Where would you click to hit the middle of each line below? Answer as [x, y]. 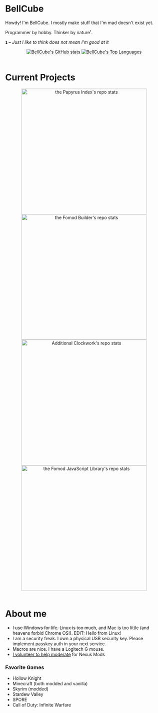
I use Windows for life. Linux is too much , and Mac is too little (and [81, 628]
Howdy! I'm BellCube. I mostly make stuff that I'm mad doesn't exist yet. [79, 23]
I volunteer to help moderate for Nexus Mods [58, 654]
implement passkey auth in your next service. [59, 644]
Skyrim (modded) [30, 689]
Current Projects [40, 78]
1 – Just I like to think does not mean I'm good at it [57, 42]
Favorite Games [25, 667]
